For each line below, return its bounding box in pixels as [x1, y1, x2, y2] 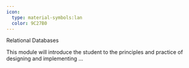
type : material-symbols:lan [12, 15, 83, 21]
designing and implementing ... [6, 55, 84, 63]
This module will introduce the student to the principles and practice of [6, 49, 184, 56]
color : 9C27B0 [12, 20, 47, 26]
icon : [6, 8, 20, 15]
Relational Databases [6, 37, 59, 44]
